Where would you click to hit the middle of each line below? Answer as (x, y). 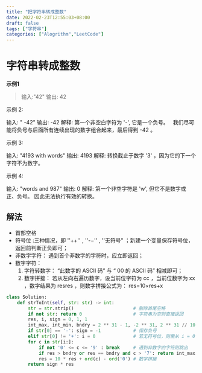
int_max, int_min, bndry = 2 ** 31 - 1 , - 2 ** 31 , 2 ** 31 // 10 (112, 325)
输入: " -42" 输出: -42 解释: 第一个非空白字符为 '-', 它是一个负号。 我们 (95, 123)
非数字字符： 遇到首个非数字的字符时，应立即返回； (79, 255)
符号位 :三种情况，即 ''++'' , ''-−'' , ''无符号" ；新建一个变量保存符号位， (104, 240)
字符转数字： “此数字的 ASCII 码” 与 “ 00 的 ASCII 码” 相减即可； (103, 270)
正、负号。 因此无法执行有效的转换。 (52, 196)
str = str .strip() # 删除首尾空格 (97, 308)
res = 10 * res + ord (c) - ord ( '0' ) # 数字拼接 (97, 359)
